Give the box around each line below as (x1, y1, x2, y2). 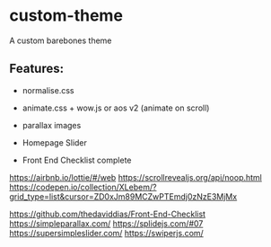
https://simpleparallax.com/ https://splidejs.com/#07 (9, 217, 204, 229)
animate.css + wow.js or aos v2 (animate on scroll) (22, 102, 210, 113)
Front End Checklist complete (22, 154, 132, 165)
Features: (9, 61, 65, 76)
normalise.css (22, 84, 74, 95)
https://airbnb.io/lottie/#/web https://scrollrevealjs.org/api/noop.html (9, 172, 262, 182)
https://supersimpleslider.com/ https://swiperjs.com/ (9, 227, 204, 238)
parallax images (22, 119, 82, 130)
